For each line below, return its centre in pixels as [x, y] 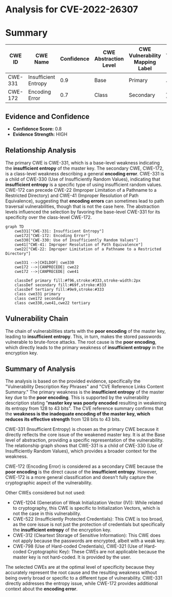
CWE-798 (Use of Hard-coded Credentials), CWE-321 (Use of [78, 546]
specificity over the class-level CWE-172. [49, 217]
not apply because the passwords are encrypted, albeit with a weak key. [89, 541]
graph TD [15, 227]
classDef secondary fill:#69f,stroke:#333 [60, 285]
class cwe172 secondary [40, 298]
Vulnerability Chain [37, 319]
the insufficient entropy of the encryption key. [62, 530]
